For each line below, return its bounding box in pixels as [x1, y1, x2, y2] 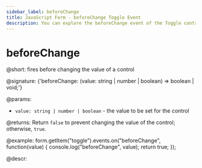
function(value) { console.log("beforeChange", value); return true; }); [6, 143, 176, 151]
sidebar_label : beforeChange [6, 8, 79, 15]
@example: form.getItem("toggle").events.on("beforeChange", [6, 137, 161, 145]
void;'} [6, 84, 23, 91]
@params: [6, 96, 32, 103]
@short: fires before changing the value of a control [6, 66, 135, 73]
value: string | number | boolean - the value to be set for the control [14, 107, 189, 114]
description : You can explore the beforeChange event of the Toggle [6, 20, 182, 26]
